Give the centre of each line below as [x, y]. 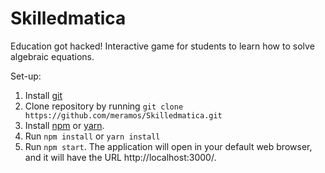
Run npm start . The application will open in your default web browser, [168, 146]
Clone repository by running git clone [104, 106]
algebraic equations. [52, 56]
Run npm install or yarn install [92, 136]
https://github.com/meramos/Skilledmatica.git [123, 115]
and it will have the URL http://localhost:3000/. [120, 157]
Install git [43, 95]
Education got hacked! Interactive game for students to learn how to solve [162, 46]
